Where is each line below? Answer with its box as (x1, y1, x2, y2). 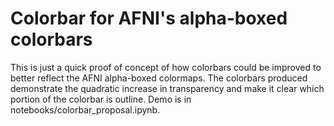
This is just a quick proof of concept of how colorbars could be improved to (10, 61, 322, 73)
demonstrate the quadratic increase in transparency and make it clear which (10, 82, 325, 94)
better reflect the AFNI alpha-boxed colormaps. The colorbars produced (10, 72, 308, 84)
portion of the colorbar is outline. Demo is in (10, 93, 192, 105)
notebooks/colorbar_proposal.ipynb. (10, 103, 161, 116)
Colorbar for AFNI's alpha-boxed (10, 7, 288, 30)
